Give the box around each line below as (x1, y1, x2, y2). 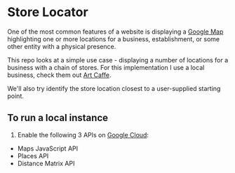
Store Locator (7, 4, 89, 20)
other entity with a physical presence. (7, 42, 116, 50)
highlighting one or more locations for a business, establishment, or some (7, 34, 220, 43)
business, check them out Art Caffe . (7, 71, 112, 79)
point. (7, 92, 25, 100)
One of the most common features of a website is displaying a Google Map (7, 27, 224, 36)
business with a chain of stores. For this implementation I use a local (7, 63, 205, 71)
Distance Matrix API (17, 159, 75, 167)
